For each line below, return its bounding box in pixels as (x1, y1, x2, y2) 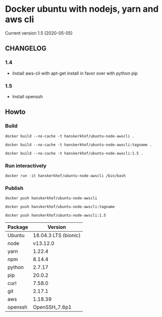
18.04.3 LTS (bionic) (33, 232, 81, 239)
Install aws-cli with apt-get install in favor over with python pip (12, 70, 138, 76)
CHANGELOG (5, 44, 46, 53)
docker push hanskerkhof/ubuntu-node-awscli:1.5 (5, 213, 106, 218)
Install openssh (12, 93, 43, 99)
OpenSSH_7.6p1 (33, 304, 72, 311)
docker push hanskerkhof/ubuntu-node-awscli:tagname (5, 205, 115, 210)
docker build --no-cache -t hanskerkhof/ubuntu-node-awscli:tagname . (5, 142, 152, 147)
